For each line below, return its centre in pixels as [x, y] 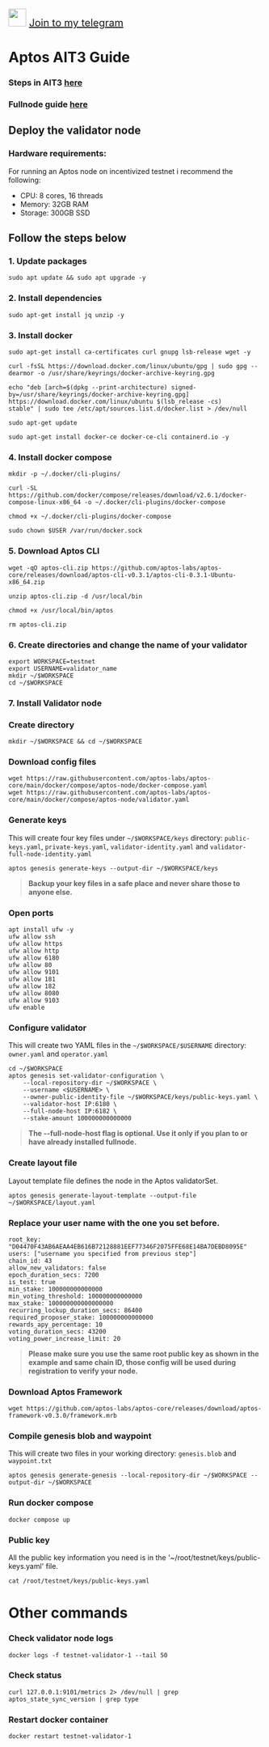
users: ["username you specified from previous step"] [103, 1253]
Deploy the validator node [75, 131]
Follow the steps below [67, 238]
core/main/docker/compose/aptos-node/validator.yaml [99, 800]
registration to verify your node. [83, 1371]
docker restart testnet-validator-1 [70, 1736]
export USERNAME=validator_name [63, 668]
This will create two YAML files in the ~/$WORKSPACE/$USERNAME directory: [128, 1045]
